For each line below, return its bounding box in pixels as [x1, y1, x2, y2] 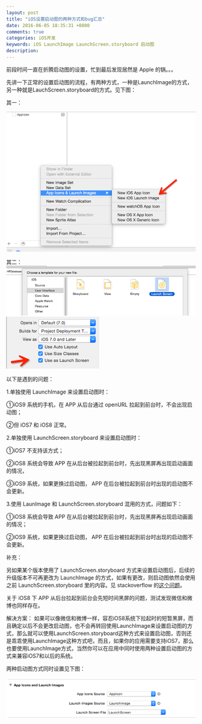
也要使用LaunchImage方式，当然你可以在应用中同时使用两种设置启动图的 [6, 645, 188, 652]
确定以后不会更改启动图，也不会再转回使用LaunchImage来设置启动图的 [11, 622, 188, 629]
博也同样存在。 [6, 602, 43, 609]
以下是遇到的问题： [6, 375, 54, 382]
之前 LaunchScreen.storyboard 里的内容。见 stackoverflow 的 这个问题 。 [6, 581, 186, 589]
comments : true [6, 29, 44, 35]
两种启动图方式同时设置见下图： [6, 665, 85, 672]
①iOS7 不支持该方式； [6, 447, 64, 454]
